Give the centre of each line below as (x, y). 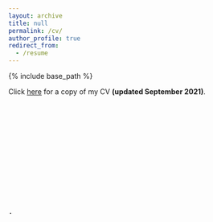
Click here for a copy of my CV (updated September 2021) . (107, 92)
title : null (28, 23)
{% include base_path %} (51, 76)
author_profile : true (45, 38)
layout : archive (35, 16)
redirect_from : (34, 46)
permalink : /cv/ (35, 31)
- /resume (32, 53)
